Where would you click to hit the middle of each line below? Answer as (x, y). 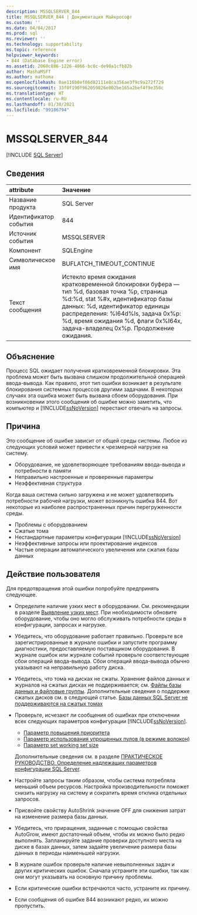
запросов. (27, 799)
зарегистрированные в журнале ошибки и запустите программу (96, 642)
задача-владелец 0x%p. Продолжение (118, 328)
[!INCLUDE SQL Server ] (35, 155)
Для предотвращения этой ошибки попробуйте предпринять (83, 588)
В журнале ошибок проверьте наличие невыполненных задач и (94, 864)
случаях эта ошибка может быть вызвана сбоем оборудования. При (92, 395)
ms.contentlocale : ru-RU (36, 99)
